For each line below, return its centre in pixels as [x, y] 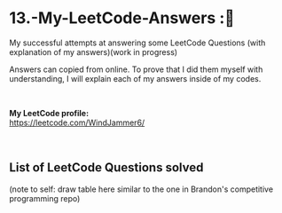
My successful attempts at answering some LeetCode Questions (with [137, 43]
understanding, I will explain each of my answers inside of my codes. [135, 78]
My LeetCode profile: [49, 113]
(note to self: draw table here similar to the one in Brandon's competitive [141, 189]
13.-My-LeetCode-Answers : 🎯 [122, 18]
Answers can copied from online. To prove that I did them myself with [136, 69]
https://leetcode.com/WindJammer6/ [77, 122]
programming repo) [45, 198]
